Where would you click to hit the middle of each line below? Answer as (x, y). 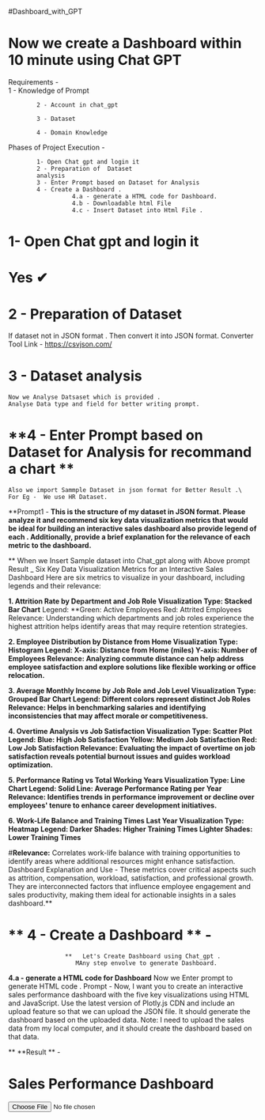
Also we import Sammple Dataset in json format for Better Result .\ (125, 490)
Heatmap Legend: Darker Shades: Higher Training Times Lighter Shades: (131, 829)
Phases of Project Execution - (57, 147)
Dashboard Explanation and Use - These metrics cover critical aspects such (132, 870)
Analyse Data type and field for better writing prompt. (104, 404)
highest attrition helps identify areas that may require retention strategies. (128, 626)
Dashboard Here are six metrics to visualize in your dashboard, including (127, 577)
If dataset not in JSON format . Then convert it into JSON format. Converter (131, 336)
